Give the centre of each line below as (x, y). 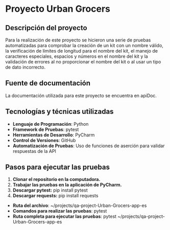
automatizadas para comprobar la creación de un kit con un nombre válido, (84, 45)
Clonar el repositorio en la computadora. (56, 179)
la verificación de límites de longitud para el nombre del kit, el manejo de (82, 51)
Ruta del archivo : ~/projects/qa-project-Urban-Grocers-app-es (80, 205)
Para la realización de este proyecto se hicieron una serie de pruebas (78, 40)
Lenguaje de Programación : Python (51, 124)
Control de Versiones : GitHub (44, 140)
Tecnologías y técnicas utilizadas (59, 112)
